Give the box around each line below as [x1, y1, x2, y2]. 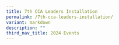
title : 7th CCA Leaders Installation [6, 8, 98, 15]
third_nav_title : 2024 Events [6, 30, 80, 36]
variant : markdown [6, 19, 51, 25]
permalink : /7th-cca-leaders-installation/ [6, 14, 114, 20]
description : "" [6, 25, 45, 31]
